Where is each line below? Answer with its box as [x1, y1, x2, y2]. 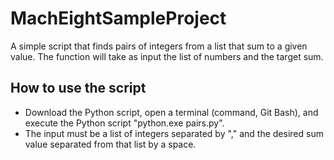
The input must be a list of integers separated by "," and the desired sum [24, 127, 324, 139]
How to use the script [10, 80, 147, 97]
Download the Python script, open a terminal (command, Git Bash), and [24, 106, 319, 118]
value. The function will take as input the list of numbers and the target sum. [10, 50, 324, 62]
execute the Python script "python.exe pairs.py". [24, 117, 225, 129]
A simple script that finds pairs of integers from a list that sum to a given [10, 40, 308, 52]
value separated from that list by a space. [24, 138, 197, 150]
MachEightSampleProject [10, 7, 227, 30]
